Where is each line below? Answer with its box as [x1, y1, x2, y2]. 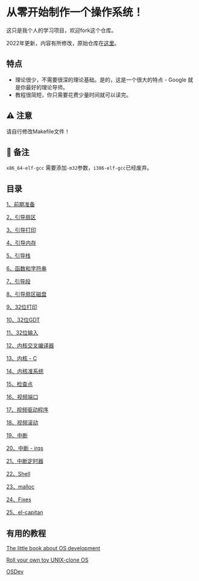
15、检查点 [6, 380, 33, 388]
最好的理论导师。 [25, 83, 68, 91]
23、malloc [6, 483, 35, 490]
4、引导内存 [6, 239, 37, 246]
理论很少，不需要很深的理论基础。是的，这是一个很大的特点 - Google [14, 76, 187, 83]
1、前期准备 [6, 201, 35, 208]
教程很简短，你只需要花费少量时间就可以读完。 [14, 91, 131, 98]
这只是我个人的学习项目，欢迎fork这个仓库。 [6, 27, 117, 34]
